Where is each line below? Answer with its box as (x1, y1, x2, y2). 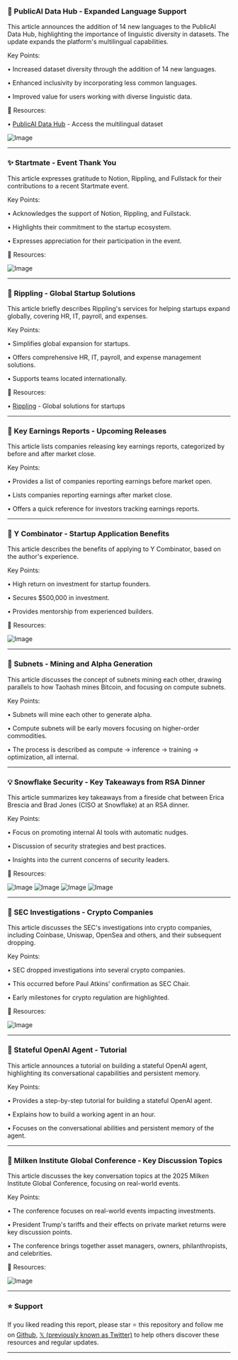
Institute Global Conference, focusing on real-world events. (7, 1179, 181, 1187)
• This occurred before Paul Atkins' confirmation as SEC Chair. (7, 980, 191, 988)
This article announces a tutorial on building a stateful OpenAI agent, (7, 1061, 208, 1070)
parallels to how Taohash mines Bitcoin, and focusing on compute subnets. (7, 683, 227, 691)
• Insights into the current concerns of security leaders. (7, 856, 170, 864)
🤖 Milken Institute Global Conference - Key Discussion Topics (7, 1155, 223, 1165)
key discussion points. (7, 1228, 72, 1236)
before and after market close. (7, 450, 96, 458)
